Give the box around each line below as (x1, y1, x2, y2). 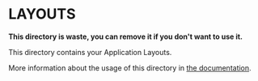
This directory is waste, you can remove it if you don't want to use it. (8, 32, 243, 41)
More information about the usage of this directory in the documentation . (8, 62, 252, 73)
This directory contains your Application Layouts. (8, 47, 172, 57)
